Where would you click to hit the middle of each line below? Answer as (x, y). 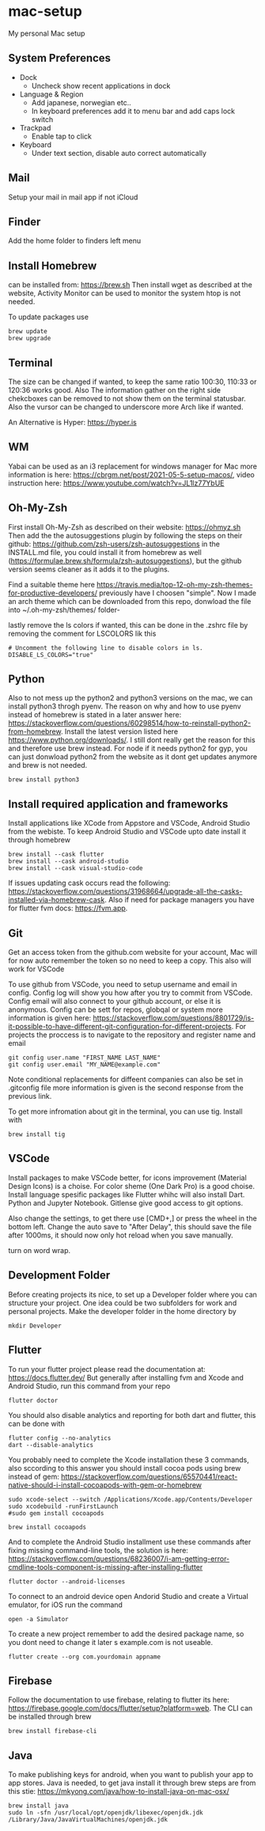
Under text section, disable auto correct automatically (119, 153)
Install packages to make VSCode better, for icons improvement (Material (127, 1177)
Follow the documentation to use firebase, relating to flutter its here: (119, 1700)
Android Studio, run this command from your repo (89, 1386)
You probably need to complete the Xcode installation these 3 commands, (129, 1460)
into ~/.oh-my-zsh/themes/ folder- (64, 610)
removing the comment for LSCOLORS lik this (82, 633)
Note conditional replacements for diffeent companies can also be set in (126, 1080)
